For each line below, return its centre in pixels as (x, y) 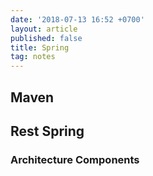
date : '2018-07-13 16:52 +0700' (77, 19)
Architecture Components (75, 159)
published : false (46, 38)
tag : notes (33, 57)
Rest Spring (47, 131)
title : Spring (40, 47)
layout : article (44, 29)
